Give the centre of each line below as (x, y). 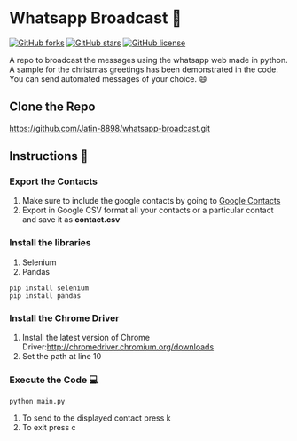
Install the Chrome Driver (64, 317)
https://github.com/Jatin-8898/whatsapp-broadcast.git (110, 128)
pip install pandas (45, 296)
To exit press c (49, 428)
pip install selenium (49, 288)
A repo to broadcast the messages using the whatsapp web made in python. (148, 60)
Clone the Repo (52, 107)
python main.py (37, 402)
